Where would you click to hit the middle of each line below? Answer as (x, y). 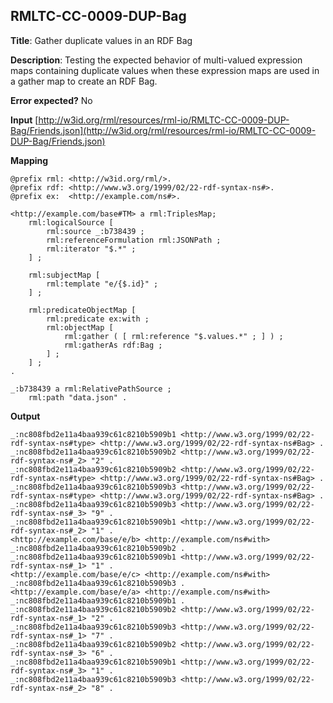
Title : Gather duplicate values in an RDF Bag (101, 40)
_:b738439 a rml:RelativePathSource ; (91, 389)
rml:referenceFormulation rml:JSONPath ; (134, 240)
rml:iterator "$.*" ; (91, 249)
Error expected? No (51, 100)
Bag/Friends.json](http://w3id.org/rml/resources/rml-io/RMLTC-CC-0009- (163, 130)
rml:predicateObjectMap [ (82, 310)
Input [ (24, 120)
